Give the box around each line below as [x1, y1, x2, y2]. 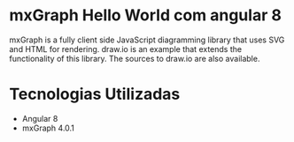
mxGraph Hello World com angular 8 [9, 5, 282, 26]
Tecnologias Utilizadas [9, 85, 181, 104]
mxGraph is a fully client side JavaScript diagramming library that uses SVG [9, 34, 285, 45]
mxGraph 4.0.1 [21, 123, 75, 133]
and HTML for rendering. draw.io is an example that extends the [9, 43, 242, 54]
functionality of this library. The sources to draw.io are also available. [9, 53, 260, 64]
